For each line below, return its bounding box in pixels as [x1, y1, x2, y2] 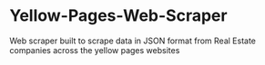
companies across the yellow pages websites [9, 44, 180, 55]
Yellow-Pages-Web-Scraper [9, 5, 228, 26]
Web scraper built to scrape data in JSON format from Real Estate [9, 35, 257, 46]
